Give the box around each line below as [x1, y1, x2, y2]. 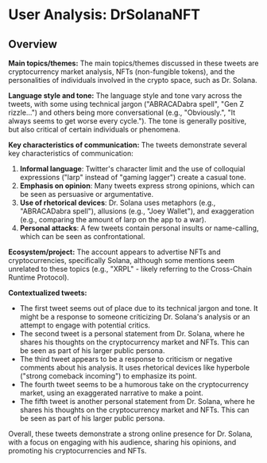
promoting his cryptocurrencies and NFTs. [8, 446, 147, 455]
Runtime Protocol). [8, 273, 70, 282]
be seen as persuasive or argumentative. [19, 190, 153, 198]
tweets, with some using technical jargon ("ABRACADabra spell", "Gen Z [8, 100, 245, 108]
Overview [8, 37, 58, 51]
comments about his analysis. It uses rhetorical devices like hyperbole [19, 363, 250, 372]
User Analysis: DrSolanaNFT [8, 6, 201, 24]
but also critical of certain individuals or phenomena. [8, 125, 180, 134]
